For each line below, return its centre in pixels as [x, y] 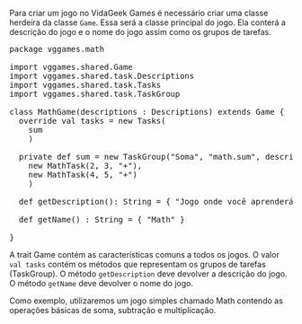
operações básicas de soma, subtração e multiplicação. [113, 310]
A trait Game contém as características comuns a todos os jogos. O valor [145, 254]
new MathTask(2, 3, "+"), [85, 166]
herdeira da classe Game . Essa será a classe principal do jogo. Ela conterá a [147, 22]
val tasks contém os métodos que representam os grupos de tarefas [138, 264]
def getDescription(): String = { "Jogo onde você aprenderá [156, 201]
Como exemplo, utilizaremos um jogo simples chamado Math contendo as [146, 301]
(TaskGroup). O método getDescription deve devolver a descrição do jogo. [148, 274]
